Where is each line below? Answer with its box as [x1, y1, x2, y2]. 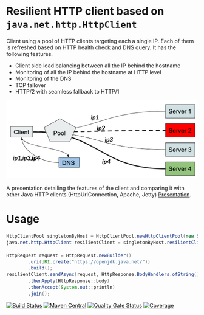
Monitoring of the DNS [15, 75, 72, 82]
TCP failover [15, 81, 47, 89]
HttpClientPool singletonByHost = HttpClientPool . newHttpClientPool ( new [6, 233, 194, 240]
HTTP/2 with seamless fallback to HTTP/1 [15, 88, 120, 95]
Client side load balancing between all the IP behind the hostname [15, 62, 181, 69]
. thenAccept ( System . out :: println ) [28, 285, 115, 291]
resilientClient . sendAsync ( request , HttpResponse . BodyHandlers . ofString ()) [6, 272, 202, 278]
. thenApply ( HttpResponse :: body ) [28, 278, 110, 284]
